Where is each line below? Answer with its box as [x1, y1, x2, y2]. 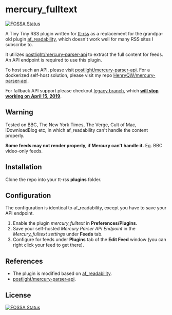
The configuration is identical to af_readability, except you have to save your [5, 205, 167, 211]
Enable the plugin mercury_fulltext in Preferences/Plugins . [12, 220, 138, 226]
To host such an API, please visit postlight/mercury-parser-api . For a [5, 67, 150, 73]
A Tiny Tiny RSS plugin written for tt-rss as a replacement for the [5, 30, 142, 36]
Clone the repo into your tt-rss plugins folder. [5, 176, 102, 183]
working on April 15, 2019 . [5, 93, 62, 99]
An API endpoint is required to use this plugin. [5, 56, 102, 63]
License [5, 291, 31, 300]
